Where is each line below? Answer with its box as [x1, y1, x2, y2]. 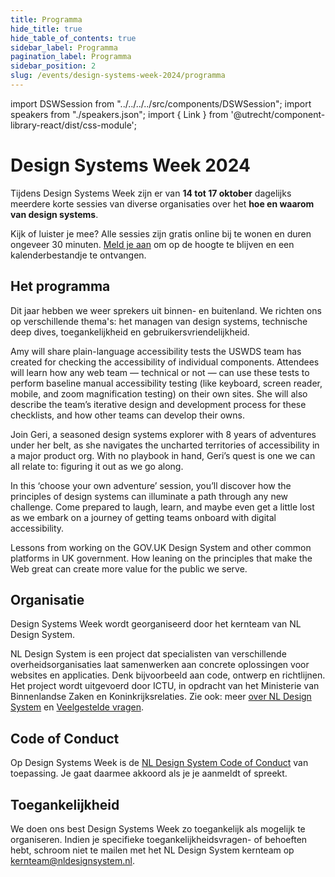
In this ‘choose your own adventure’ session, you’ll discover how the [10, 479, 292, 491]
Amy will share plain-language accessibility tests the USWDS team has [10, 345, 302, 357]
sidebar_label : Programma [10, 42, 118, 53]
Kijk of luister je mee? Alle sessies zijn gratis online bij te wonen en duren [10, 227, 312, 240]
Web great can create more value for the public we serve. [10, 562, 248, 575]
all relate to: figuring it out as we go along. [10, 460, 184, 472]
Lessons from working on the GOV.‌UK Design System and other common [10, 541, 312, 553]
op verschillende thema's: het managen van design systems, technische [10, 315, 308, 327]
